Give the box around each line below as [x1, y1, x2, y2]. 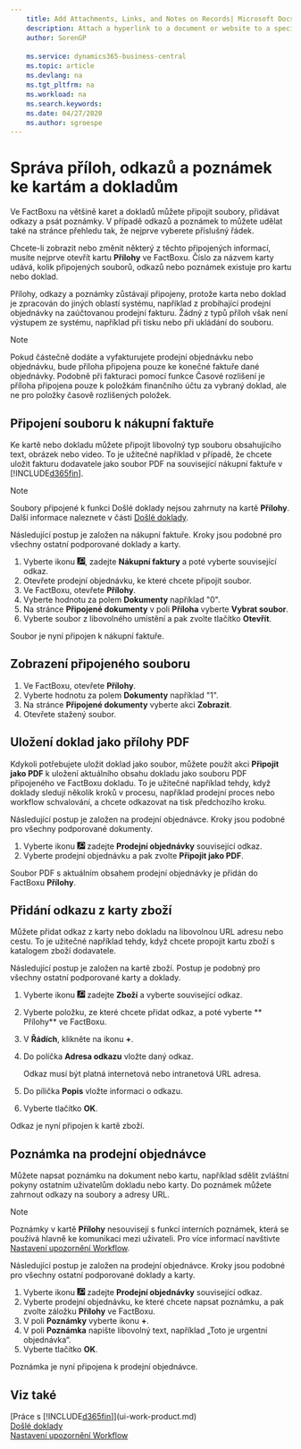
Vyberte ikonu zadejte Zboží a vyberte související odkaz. [22, 989, 243, 1001]
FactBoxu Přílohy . [10, 877, 77, 887]
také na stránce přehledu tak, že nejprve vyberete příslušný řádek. [10, 225, 255, 236]
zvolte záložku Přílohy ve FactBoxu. [22, 1306, 155, 1317]
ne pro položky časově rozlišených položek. [10, 390, 172, 401]
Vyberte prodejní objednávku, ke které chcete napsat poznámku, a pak [22, 1297, 285, 1308]
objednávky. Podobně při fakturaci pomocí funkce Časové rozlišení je [10, 371, 266, 382]
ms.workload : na [26, 89, 88, 98]
